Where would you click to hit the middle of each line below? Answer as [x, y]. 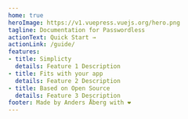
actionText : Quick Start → [52, 37]
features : [24, 52]
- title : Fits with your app [56, 74]
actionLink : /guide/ [42, 45]
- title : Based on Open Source [59, 88]
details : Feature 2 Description [68, 81]
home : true [26, 15]
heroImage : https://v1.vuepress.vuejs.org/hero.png [94, 23]
